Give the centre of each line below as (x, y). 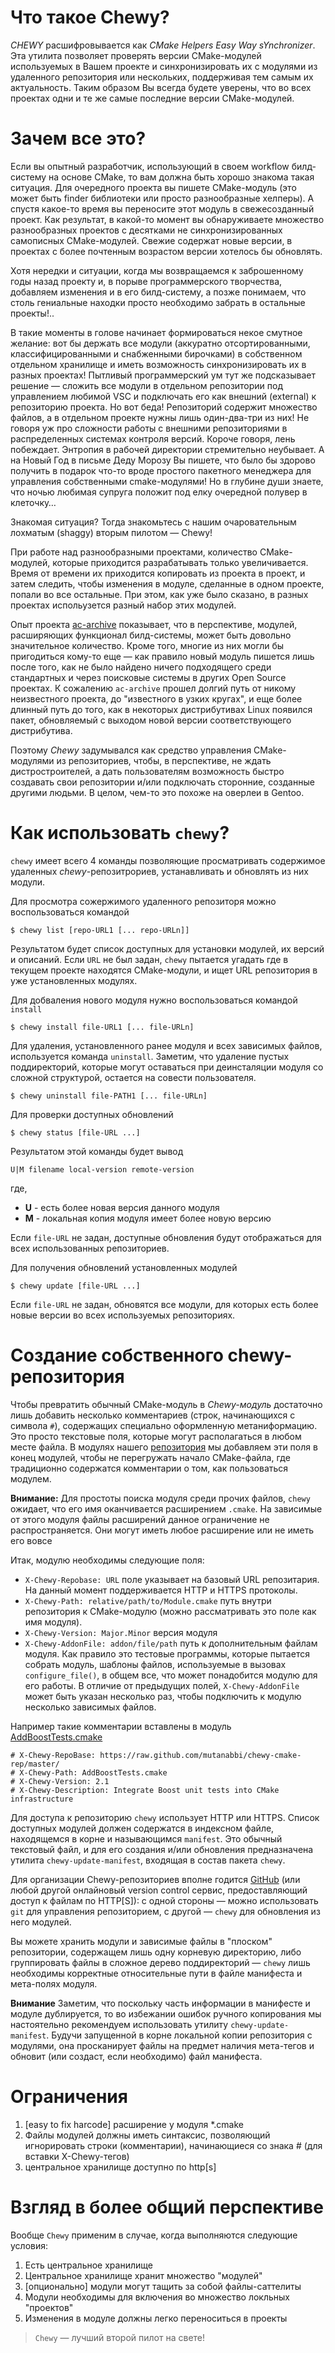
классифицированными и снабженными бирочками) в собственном (156, 353)
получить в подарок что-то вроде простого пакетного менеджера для (161, 470)
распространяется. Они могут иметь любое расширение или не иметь (162, 1530)
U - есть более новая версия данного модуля (122, 1207)
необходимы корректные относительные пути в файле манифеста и (156, 1973)
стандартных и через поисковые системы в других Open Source (148, 677)
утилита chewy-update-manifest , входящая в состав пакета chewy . (148, 1860)
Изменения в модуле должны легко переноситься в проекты (156, 2318)
